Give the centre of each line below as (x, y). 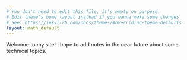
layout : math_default (33, 28)
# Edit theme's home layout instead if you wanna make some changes (93, 17)
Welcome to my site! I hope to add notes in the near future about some (93, 45)
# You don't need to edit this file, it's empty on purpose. (83, 11)
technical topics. (26, 51)
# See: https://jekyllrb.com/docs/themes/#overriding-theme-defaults (94, 22)
